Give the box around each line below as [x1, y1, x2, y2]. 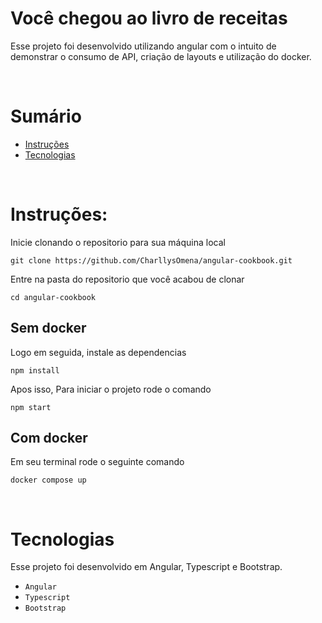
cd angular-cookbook [10, 292, 97, 302]
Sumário [10, 105, 82, 128]
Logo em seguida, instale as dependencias [10, 346, 187, 358]
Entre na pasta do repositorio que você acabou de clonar [10, 273, 245, 285]
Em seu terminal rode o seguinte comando [10, 456, 185, 468]
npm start [10, 402, 52, 412]
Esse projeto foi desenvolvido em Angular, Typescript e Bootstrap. [10, 561, 283, 573]
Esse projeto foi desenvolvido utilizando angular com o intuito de [10, 40, 277, 52]
